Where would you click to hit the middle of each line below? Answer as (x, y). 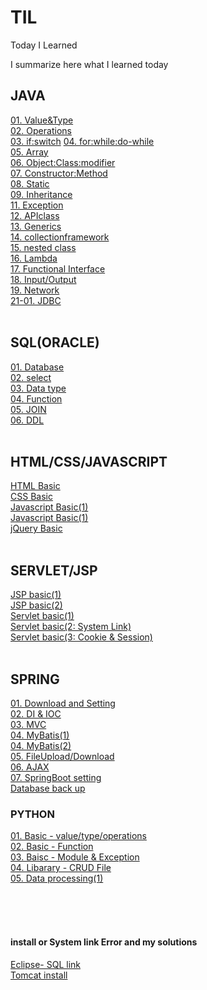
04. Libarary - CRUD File (61, 868)
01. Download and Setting (63, 703)
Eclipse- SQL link (45, 964)
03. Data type (38, 388)
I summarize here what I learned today (89, 64)
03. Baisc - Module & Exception (75, 857)
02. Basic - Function (52, 847)
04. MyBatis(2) (41, 745)
